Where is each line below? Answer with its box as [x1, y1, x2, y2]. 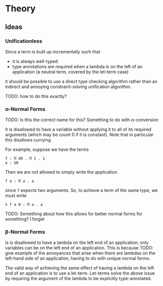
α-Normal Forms [5, 105, 46, 112]
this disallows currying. [5, 137, 52, 143]
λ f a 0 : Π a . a [5, 202, 43, 207]
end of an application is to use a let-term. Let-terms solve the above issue [5, 270, 155, 276]
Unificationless [5, 38, 43, 45]
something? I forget [5, 216, 45, 222]
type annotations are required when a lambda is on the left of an [12, 63, 143, 69]
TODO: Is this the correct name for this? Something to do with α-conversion [5, 117, 159, 123]
